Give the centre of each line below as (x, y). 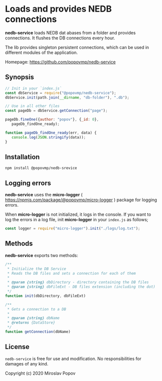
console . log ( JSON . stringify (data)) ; (49, 137)
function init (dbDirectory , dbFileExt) (45, 296)
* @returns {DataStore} (31, 323)
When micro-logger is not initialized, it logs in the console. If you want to (78, 214)
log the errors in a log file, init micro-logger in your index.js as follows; (77, 220)
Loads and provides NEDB (58, 9)
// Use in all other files (32, 106)
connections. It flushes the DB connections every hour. (60, 38)
